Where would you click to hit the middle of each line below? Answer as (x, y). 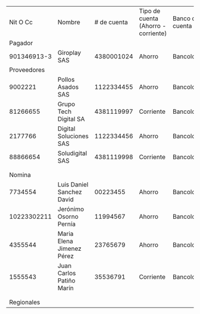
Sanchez (70, 192)
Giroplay (69, 53)
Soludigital (72, 153)
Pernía (67, 224)
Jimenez (69, 248)
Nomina (20, 175)
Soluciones (73, 136)
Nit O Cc (21, 22)
